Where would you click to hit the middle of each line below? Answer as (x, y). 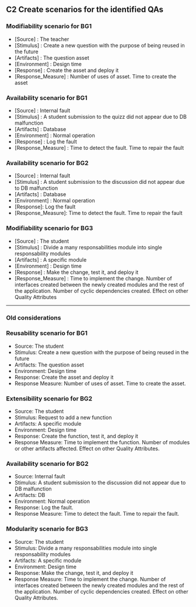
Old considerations (34, 317)
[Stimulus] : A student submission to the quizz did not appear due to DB (100, 116)
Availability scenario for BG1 (47, 98)
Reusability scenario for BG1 (47, 333)
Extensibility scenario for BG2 (49, 399)
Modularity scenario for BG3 (47, 529)
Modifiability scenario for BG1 (49, 26)
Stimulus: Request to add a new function (63, 417)
